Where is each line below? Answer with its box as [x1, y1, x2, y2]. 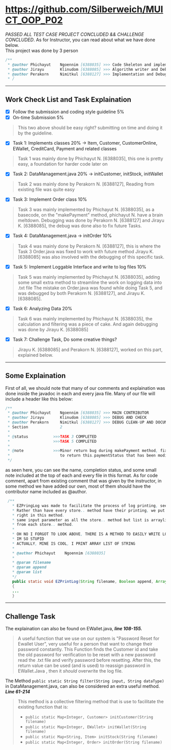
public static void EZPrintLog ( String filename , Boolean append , [12, 579, 154, 584]
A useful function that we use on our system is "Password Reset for [17, 635, 160, 641]
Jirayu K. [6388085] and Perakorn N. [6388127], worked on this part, [17, 346, 163, 353]
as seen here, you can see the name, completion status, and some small [5, 467, 157, 473]
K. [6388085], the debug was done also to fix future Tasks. [17, 223, 142, 229]
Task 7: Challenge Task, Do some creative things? [12, 336, 117, 342]
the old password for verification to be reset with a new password [17, 652, 156, 658]
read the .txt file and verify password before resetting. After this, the [17, 657, 161, 663]
